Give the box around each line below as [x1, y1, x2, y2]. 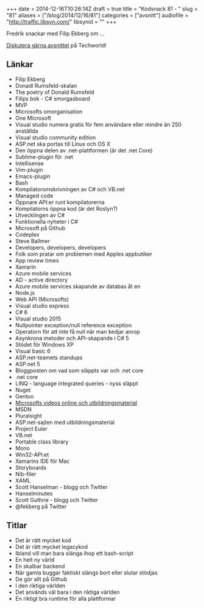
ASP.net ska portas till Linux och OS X [15, 140, 111, 147]
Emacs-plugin [15, 172, 51, 180]
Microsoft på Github [15, 224, 66, 232]
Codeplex [15, 231, 40, 238]
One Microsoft [15, 114, 52, 121]
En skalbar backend [15, 562, 65, 570]
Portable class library [15, 438, 69, 445]
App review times [15, 256, 59, 264]
